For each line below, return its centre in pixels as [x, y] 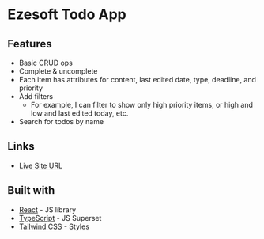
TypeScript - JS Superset [60, 218]
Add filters [36, 96]
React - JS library [47, 209]
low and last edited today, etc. [79, 113]
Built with [31, 190]
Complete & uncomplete [58, 71]
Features [30, 44]
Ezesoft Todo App [67, 15]
